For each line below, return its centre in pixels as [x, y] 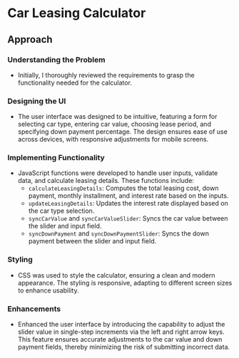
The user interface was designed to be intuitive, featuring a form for [117, 117]
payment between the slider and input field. [92, 241]
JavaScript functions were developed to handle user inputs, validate [118, 173]
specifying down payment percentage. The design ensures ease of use [123, 132]
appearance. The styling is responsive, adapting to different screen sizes [125, 283]
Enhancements [34, 309]
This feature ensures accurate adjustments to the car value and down [120, 339]
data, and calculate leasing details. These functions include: [106, 181]
